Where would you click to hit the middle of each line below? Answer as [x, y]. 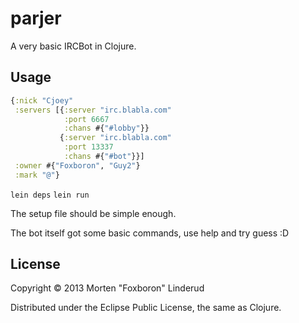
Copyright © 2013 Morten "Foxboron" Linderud [107, 288]
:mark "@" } [37, 175]
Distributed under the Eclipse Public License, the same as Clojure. [146, 308]
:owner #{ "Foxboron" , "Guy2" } [77, 165]
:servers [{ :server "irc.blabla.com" [93, 110]
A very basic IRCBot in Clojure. [73, 46]
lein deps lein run [50, 195]
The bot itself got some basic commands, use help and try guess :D [150, 233]
